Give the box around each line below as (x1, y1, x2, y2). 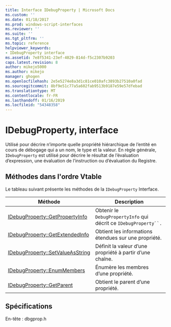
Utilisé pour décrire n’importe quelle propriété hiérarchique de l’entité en (5, 142, 157, 148)
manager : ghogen (5, 74, 40, 79)
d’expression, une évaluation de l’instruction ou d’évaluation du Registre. (5, 158, 157, 164)
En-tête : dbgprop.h (5, 315, 47, 322)
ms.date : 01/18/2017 (5, 17, 49, 22)
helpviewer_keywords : (5, 45, 51, 51)
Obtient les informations (95, 228, 153, 235)
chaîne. (95, 255, 113, 262)
